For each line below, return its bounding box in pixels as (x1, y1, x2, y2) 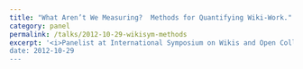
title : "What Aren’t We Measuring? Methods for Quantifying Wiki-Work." (9, 13, 293, 22)
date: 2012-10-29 (9, 47, 75, 56)
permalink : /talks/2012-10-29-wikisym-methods (9, 30, 188, 39)
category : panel (9, 22, 70, 30)
